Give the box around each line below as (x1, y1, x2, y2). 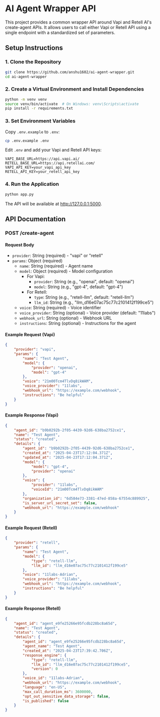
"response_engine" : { (23, 653, 67, 658)
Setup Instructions (5, 44, 63, 52)
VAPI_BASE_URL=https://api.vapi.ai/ (5, 156, 80, 162)
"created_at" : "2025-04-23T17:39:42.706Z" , (23, 648, 113, 653)
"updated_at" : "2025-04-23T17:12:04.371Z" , (23, 455, 113, 460)
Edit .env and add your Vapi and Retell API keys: (5, 147, 102, 153)
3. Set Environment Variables (5, 118, 76, 124)
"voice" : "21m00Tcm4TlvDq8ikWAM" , (23, 379, 93, 384)
